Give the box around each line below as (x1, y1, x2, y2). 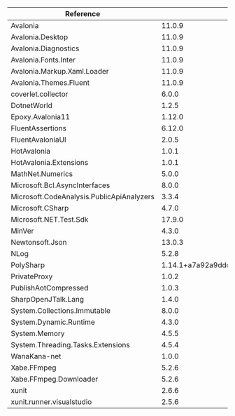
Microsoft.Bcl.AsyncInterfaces (10, 180, 111, 190)
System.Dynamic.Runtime (10, 317, 96, 327)
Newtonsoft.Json (10, 238, 67, 247)
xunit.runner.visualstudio (10, 397, 92, 406)
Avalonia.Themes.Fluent (10, 78, 90, 87)
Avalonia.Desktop (10, 32, 69, 41)
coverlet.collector (10, 89, 69, 99)
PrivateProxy (10, 271, 53, 281)
